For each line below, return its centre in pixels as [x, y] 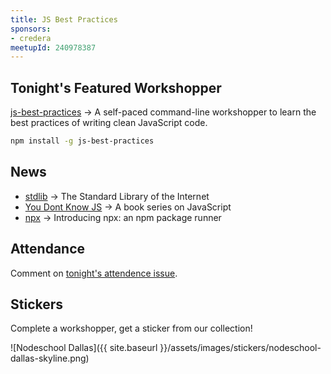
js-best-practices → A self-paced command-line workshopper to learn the [163, 112]
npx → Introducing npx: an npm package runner [123, 217]
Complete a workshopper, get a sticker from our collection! [131, 328]
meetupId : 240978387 [53, 47]
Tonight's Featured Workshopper [116, 87]
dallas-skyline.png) [50, 358]
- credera [31, 38]
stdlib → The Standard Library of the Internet [117, 196]
